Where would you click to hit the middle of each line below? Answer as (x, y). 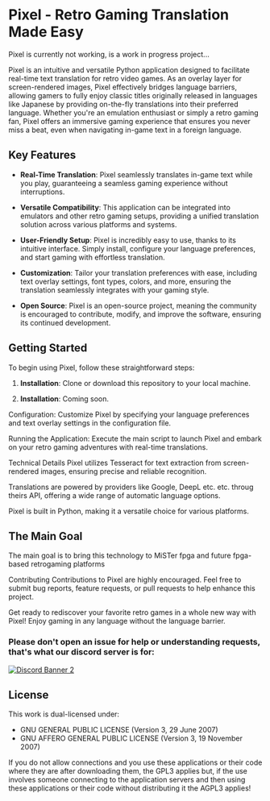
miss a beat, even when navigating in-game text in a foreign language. (125, 130)
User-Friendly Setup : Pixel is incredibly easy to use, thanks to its (128, 240)
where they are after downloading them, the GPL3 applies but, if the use (128, 771)
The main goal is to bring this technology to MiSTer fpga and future (120, 556)
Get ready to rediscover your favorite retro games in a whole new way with (132, 612)
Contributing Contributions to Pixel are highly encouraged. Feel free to (125, 580)
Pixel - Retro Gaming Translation (119, 15)
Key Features (42, 155)
